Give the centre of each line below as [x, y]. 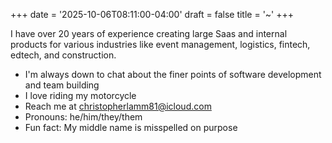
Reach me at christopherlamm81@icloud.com [118, 106]
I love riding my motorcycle [80, 95]
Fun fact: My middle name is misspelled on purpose [131, 127]
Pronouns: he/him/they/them [83, 117]
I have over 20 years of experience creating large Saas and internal [149, 33]
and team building [62, 85]
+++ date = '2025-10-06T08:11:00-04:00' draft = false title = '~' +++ [152, 14]
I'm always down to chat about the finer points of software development [173, 74]
